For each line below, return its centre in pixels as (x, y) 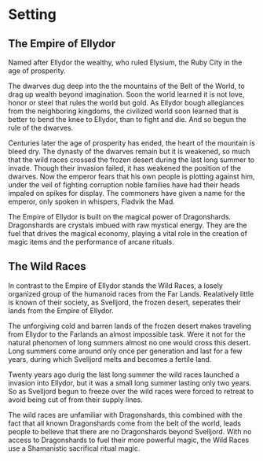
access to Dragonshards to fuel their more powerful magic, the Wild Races (129, 440)
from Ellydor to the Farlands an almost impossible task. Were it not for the (127, 334)
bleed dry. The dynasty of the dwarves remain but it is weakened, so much (129, 151)
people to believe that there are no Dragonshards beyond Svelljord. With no (130, 431)
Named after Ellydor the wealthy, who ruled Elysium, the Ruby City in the (125, 62)
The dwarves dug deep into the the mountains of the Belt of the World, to (126, 86)
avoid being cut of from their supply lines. (75, 400)
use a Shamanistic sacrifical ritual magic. (74, 448)
